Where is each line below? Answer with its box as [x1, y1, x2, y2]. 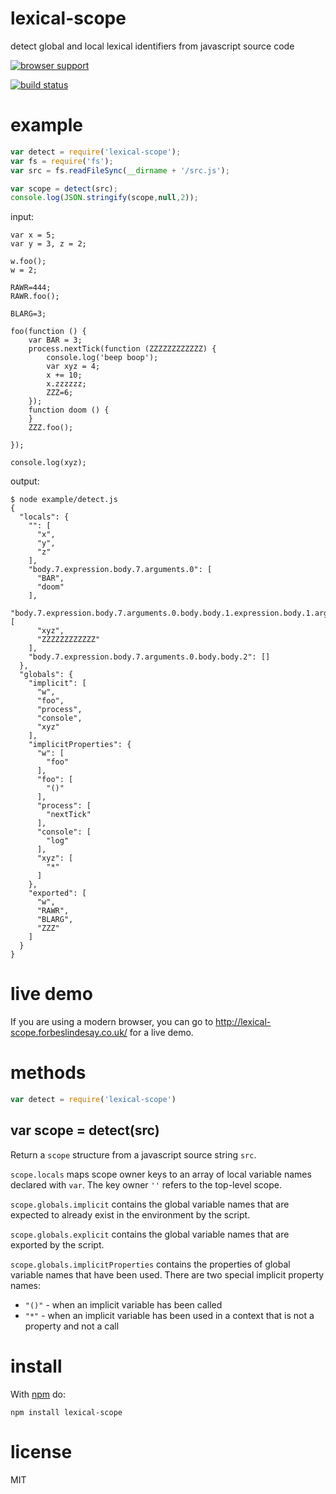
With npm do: [10, 1388, 67, 1400]
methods [10, 1062, 87, 1084]
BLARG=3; [10, 309, 47, 319]
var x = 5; [10, 230, 56, 241]
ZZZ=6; [46, 388, 74, 398]
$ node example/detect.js [10, 495, 118, 505]
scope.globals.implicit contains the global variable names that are [10, 1198, 290, 1210]
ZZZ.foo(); [28, 423, 74, 433]
